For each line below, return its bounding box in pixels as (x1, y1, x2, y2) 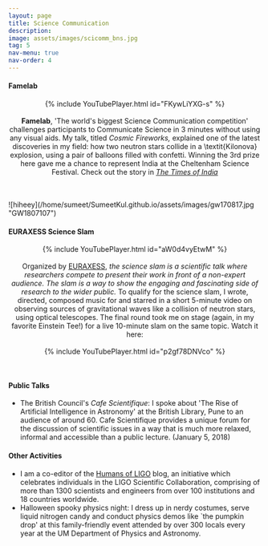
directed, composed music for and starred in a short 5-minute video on (17, 296, 253, 305)
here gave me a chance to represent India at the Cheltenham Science (20, 159, 250, 168)
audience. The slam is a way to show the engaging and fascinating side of (10, 278, 259, 289)
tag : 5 (8, 42, 30, 50)
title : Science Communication (8, 19, 110, 27)
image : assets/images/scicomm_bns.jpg (8, 34, 138, 42)
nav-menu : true (8, 49, 59, 57)
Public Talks (8, 380, 50, 390)
